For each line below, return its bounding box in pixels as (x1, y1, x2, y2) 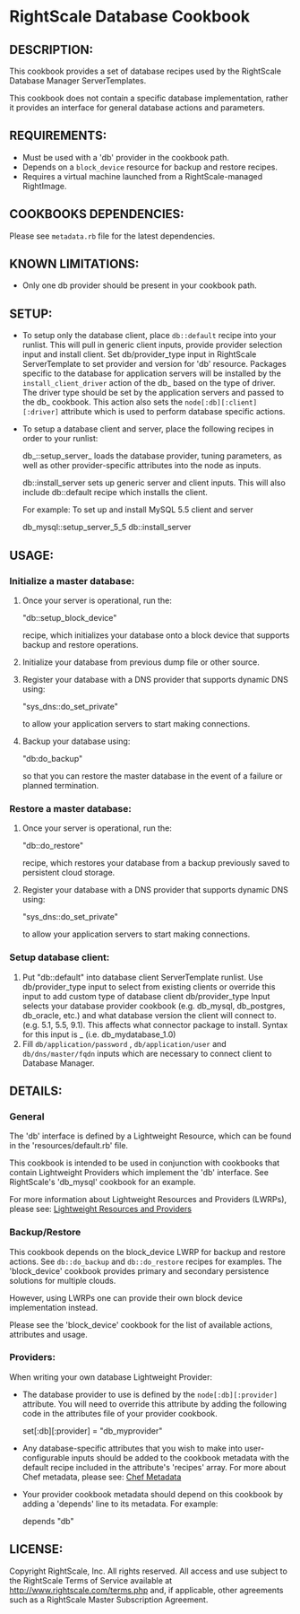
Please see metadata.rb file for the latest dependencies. (9, 231, 216, 241)
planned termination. (21, 780, 99, 790)
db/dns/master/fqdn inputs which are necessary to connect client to (21, 1048, 272, 1059)
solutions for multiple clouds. (9, 1275, 116, 1286)
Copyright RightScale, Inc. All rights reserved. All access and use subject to (9, 1566, 288, 1576)
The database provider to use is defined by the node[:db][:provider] (21, 1389, 278, 1400)
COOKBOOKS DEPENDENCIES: (9, 206, 185, 222)
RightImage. (21, 180, 67, 191)
